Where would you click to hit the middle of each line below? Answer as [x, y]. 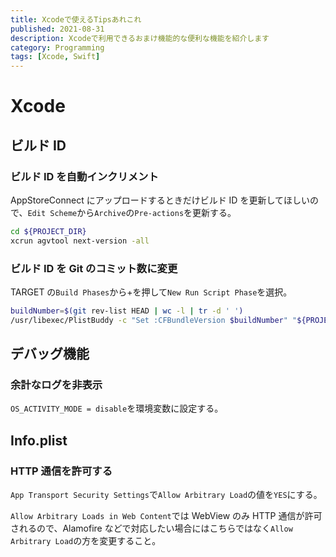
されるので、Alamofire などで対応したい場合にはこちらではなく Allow [151, 528]
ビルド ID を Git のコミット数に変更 [94, 268]
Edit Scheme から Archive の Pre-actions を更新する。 [132, 212]
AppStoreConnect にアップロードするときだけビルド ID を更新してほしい [160, 200]
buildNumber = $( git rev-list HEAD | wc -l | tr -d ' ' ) [127, 311]
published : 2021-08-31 [57, 29]
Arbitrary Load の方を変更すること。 [86, 541]
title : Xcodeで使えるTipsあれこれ [76, 19]
